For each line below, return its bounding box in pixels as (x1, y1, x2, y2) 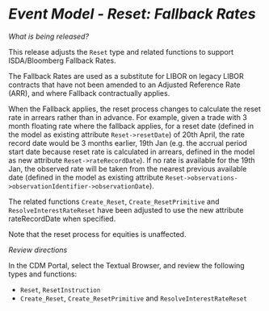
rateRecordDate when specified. (8, 214, 116, 223)
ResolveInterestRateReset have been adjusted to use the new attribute (8, 205, 244, 214)
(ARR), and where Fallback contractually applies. (8, 88, 170, 97)
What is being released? (8, 31, 90, 41)
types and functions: (8, 269, 78, 279)
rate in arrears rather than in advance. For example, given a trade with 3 (8, 112, 248, 122)
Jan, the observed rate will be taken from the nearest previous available (8, 164, 247, 173)
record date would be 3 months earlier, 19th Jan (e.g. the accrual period (8, 138, 248, 147)
